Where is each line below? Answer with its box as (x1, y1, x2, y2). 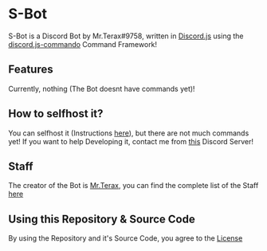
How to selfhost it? (8, 107, 104, 120)
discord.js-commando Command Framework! (8, 39, 158, 49)
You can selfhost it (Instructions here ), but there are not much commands (8, 128, 249, 138)
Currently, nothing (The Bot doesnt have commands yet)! (8, 84, 195, 93)
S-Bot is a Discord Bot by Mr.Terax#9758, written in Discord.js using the (8, 31, 244, 41)
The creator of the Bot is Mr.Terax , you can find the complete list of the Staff (8, 181, 259, 190)
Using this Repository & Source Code (8, 212, 195, 226)
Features (8, 63, 53, 76)
